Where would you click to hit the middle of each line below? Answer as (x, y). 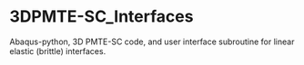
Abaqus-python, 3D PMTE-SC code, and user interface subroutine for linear (152, 42)
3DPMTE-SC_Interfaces (101, 17)
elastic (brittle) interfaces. (58, 51)
